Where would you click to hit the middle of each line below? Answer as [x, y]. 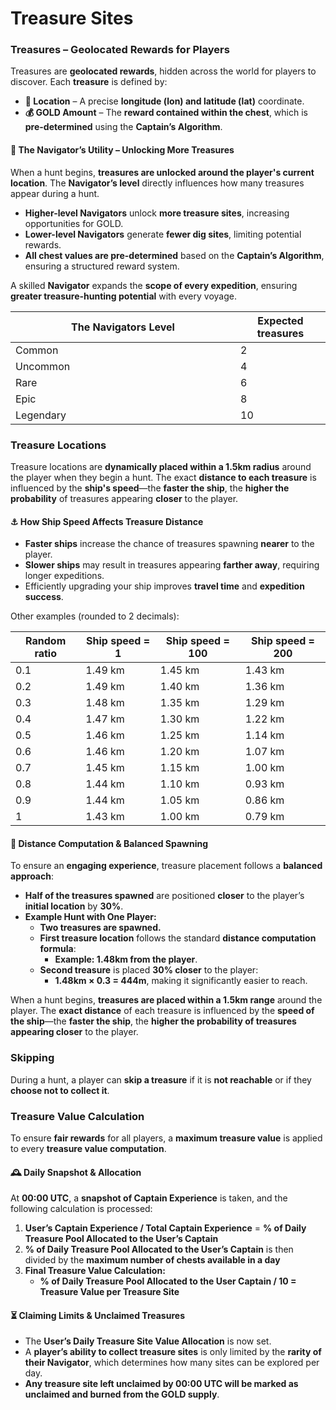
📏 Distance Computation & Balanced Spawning [109, 843]
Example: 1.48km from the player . [126, 959]
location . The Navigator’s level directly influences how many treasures [157, 183]
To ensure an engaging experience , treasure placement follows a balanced [166, 866]
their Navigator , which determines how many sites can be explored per [172, 1363]
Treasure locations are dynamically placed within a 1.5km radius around [161, 466]
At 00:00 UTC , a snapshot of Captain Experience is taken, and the [149, 1198]
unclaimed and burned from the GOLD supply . [122, 1394]
